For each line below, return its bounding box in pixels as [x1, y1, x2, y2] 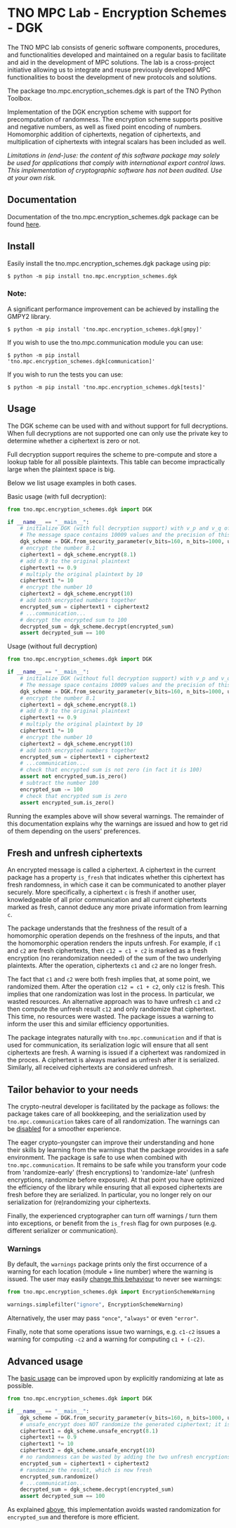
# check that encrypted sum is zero [20, 792, 128, 799]
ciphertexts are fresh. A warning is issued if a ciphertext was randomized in [7, 1048, 226, 1057]
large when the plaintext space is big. [7, 465, 116, 474]
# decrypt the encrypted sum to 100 [20, 616, 128, 623]
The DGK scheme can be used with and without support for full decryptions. [7, 422, 228, 430]
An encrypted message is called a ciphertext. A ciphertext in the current [7, 866, 216, 874]
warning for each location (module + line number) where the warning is [7, 1267, 214, 1276]
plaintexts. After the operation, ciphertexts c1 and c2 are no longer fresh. [7, 961, 217, 970]
